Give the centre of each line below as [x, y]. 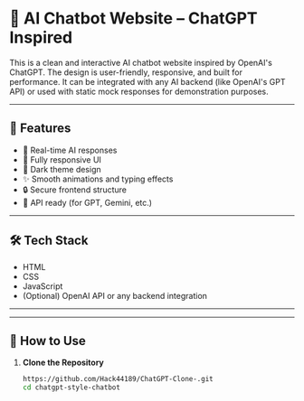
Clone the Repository [63, 363]
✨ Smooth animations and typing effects [98, 179]
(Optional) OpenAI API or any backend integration [115, 295]
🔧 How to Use [47, 341]
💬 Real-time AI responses [70, 150]
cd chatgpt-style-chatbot [71, 387]
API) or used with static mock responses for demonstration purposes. [139, 91]
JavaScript [43, 286]
